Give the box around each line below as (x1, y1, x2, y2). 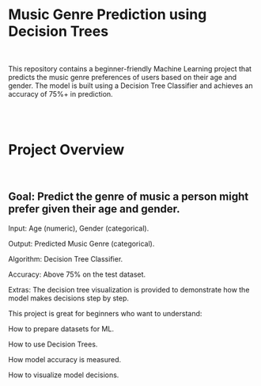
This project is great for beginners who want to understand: (8, 308, 202, 318)
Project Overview (8, 141, 125, 159)
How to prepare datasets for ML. (8, 323, 115, 334)
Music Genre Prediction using (8, 6, 207, 24)
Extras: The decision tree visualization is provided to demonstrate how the (8, 285, 250, 294)
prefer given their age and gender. (8, 202, 180, 216)
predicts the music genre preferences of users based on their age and (8, 72, 237, 82)
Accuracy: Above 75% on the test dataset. (8, 269, 146, 279)
